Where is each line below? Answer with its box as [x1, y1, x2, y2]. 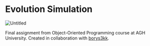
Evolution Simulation [5, 3, 93, 15]
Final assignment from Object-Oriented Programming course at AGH [5, 29, 146, 35]
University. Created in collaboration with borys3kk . [5, 35, 110, 41]
